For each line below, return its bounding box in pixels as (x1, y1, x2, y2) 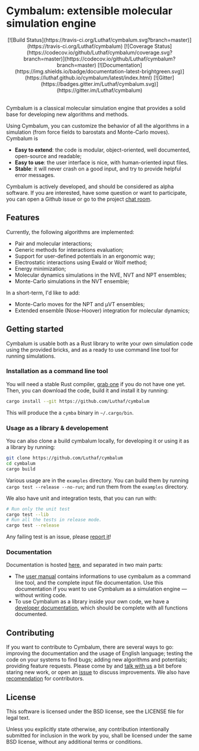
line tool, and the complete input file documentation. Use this (14, 579, 164, 586)
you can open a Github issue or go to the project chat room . (6, 195, 152, 203)
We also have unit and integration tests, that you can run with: (6, 495, 157, 502)
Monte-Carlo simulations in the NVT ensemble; (14, 277, 130, 285)
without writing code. (14, 592, 67, 599)
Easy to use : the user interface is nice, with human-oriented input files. (14, 159, 188, 166)
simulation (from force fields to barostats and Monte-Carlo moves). (6, 129, 170, 136)
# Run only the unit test (6, 506, 70, 512)
